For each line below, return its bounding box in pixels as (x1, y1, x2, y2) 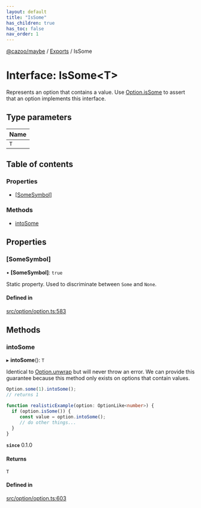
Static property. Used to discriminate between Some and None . (6, 280, 157, 287)
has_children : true (6, 20, 55, 26)
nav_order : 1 (6, 31, 39, 37)
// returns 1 (6, 392, 39, 398)
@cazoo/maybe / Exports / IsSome (6, 47, 92, 55)
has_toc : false (6, 25, 44, 32)
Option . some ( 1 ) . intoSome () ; (6, 386, 77, 393)
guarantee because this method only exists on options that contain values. (6, 375, 190, 382)
